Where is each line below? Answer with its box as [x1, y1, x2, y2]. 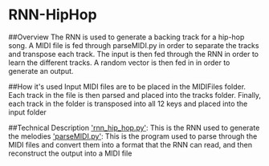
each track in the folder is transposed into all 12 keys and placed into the [8, 99, 248, 108]
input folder [8, 107, 47, 117]
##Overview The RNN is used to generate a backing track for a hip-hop [8, 32, 245, 42]
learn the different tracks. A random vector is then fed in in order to [8, 58, 230, 67]
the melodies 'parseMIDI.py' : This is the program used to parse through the [8, 131, 258, 141]
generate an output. [8, 66, 74, 75]
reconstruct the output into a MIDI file [8, 148, 132, 158]
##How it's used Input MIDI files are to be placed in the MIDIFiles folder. [8, 82, 247, 91]
